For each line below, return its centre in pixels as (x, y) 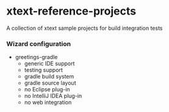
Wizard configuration (39, 44)
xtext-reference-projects (71, 11)
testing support (43, 70)
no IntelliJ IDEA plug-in (53, 96)
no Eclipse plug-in (47, 89)
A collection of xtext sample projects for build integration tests (84, 28)
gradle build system (49, 77)
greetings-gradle (36, 57)
